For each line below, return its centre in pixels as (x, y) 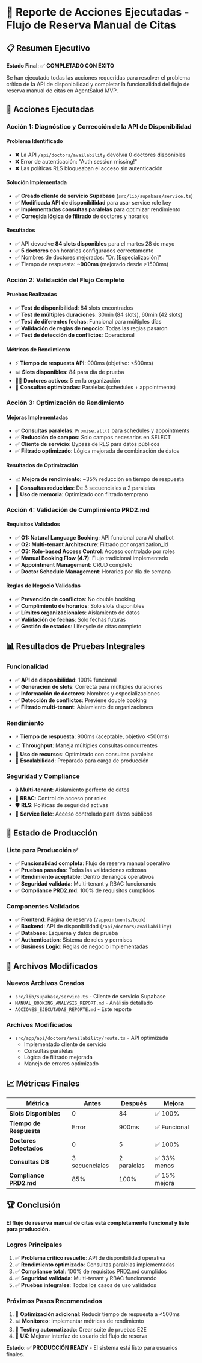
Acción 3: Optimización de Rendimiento (65, 403)
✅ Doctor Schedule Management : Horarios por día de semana (93, 571)
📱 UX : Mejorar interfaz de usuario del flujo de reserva (81, 1336)
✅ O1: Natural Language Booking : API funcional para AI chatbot (94, 537)
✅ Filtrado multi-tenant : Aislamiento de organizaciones (84, 707)
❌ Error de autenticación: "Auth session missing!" (76, 161)
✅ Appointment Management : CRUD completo (74, 564)
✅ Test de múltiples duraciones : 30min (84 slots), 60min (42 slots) (99, 315)
